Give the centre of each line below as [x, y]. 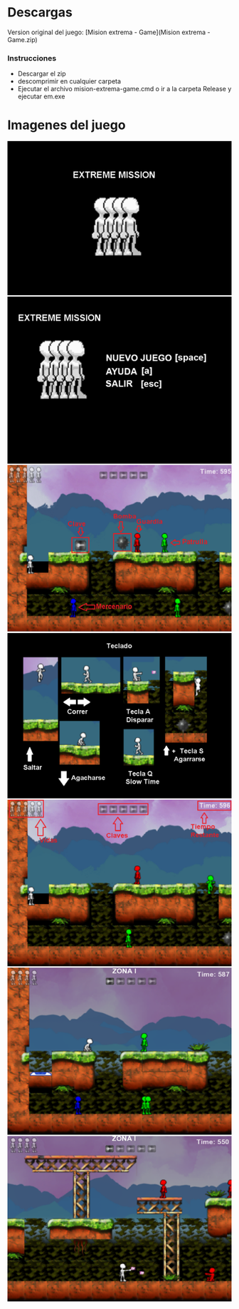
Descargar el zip [42, 74]
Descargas [40, 12]
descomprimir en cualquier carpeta [69, 81]
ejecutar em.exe [41, 96]
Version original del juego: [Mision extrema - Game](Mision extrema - [109, 32]
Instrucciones [32, 58]
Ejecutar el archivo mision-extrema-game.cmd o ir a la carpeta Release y [124, 89]
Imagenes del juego [67, 125]
